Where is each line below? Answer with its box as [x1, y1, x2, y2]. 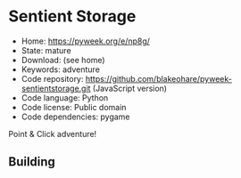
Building [8, 154, 55, 170]
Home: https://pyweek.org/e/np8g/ [21, 36, 151, 46]
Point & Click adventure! [8, 128, 97, 139]
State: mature [21, 44, 72, 55]
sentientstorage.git [21, 83, 91, 93]
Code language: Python [21, 92, 109, 103]
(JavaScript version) [92, 83, 167, 93]
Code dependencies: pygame [21, 111, 130, 122]
